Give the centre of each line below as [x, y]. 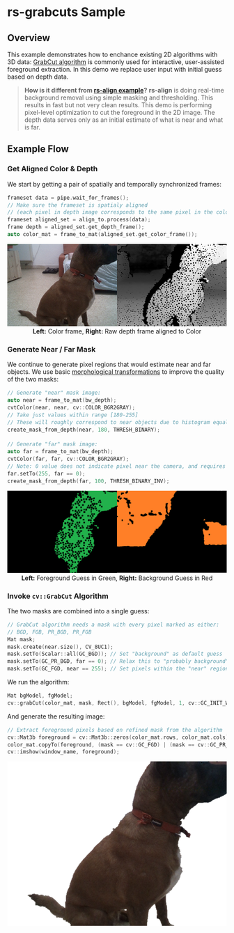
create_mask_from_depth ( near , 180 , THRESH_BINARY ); [84, 430]
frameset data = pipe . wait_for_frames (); [68, 198]
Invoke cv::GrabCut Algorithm [58, 596]
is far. [32, 127]
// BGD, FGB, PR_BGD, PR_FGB [49, 632]
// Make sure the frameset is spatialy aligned [78, 205]
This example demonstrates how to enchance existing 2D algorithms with [112, 54]
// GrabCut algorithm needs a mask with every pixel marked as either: [113, 625]
